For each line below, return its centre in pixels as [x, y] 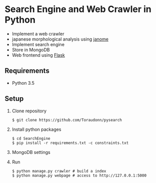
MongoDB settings [31, 152]
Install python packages [36, 129]
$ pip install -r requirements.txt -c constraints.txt [70, 143]
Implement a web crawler [38, 34]
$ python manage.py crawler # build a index [59, 171]
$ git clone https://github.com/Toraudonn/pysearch [67, 120]
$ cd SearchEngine [31, 138]
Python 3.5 [23, 83]
